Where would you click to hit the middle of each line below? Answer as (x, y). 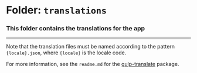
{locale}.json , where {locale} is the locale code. (66, 53)
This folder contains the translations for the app (76, 29)
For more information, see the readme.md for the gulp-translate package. (93, 64)
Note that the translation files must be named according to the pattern (90, 47)
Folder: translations (57, 10)
